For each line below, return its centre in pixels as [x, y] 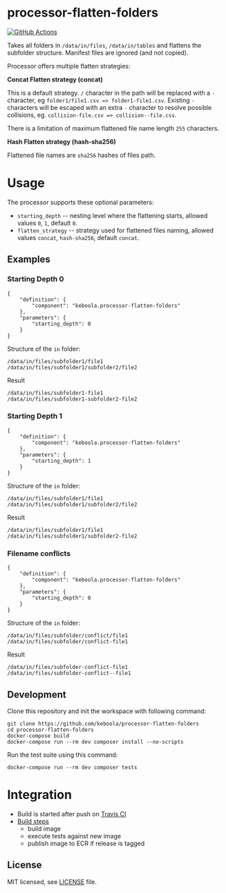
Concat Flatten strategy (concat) [55, 79]
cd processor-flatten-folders [51, 730]
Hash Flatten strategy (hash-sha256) [62, 141]
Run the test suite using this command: [63, 755]
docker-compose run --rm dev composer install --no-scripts [96, 742]
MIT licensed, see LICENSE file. [52, 882]
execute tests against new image [74, 836]
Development [37, 694]
